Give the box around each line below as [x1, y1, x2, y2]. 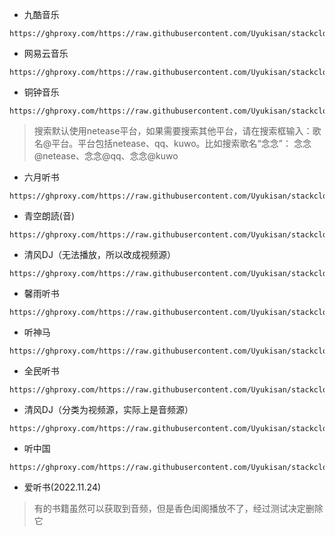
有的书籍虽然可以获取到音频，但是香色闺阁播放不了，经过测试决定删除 [33, 503, 324, 514]
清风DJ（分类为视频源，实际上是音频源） [23, 404, 194, 415]
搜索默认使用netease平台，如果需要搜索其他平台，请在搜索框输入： [33, 125, 313, 137]
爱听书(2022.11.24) [23, 481, 102, 493]
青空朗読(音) [23, 210, 76, 222]
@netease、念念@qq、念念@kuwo [33, 150, 179, 162]
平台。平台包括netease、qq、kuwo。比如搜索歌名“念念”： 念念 [51, 138, 312, 149]
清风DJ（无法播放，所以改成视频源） [23, 249, 176, 260]
